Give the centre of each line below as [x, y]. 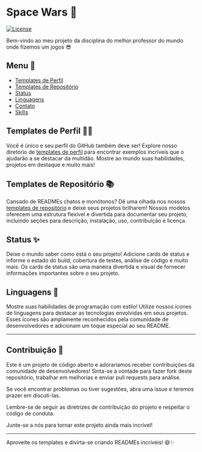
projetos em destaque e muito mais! [50, 164]
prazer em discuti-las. [33, 395]
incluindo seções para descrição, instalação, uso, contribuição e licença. [96, 221]
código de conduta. [31, 413]
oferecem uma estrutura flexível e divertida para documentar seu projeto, [97, 214]
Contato [25, 106]
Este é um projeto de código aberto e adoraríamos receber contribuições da [100, 364]
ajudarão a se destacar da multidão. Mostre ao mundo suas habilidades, [96, 158]
